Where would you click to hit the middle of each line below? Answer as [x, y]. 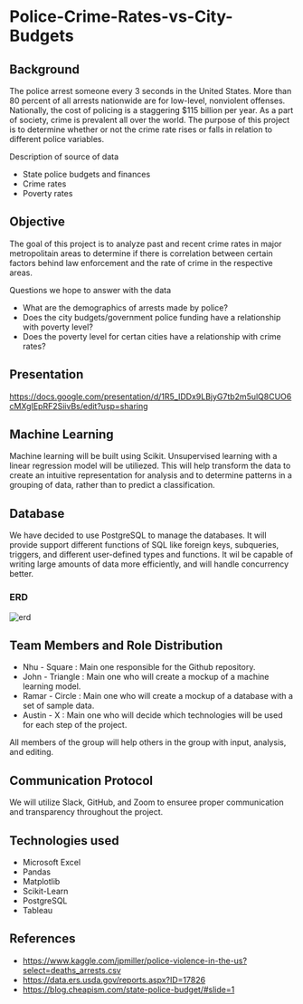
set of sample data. [58, 706]
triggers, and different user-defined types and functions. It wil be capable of [151, 555]
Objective [38, 222]
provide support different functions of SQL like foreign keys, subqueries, [144, 545]
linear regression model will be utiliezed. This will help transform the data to [150, 466]
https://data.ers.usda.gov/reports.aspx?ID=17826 [114, 980]
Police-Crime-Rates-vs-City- [121, 17]
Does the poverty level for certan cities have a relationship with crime [152, 336]
